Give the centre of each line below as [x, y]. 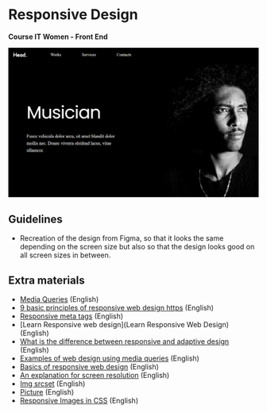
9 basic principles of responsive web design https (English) [117, 308]
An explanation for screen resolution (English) [95, 376]
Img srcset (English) [52, 384]
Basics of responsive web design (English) [89, 367]
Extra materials [46, 280]
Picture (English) [47, 392]
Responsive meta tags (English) [72, 316]
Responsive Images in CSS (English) [79, 401]
